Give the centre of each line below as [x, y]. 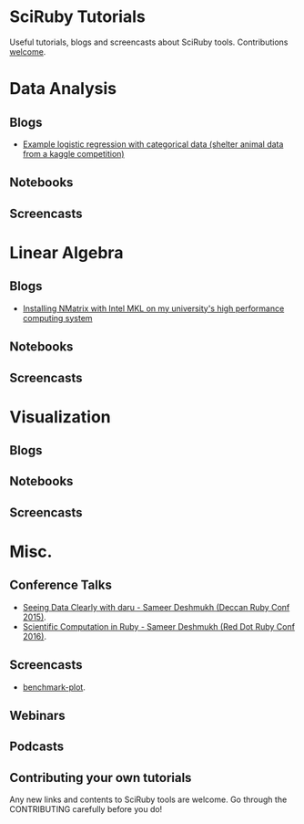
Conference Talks [61, 585]
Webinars [37, 716]
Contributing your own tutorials [101, 777]
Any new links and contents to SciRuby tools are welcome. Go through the [148, 799]
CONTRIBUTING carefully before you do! [86, 809]
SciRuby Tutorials [77, 17]
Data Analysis [63, 89]
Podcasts [37, 747]
